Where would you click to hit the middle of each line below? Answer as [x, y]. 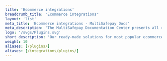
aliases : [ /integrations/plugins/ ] [42, 51]
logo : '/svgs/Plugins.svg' [33, 32]
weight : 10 [16, 42]
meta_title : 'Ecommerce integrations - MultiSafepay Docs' [68, 23]
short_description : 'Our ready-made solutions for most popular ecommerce [84, 37]
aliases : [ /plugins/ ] [28, 46]
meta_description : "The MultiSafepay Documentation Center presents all [82, 28]
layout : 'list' [21, 19]
